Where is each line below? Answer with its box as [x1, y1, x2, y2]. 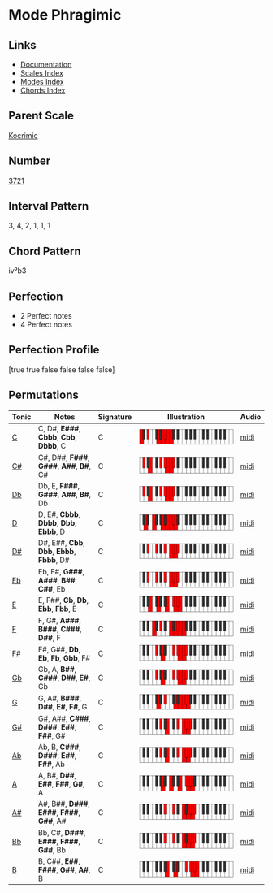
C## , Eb [37, 583, 66, 594]
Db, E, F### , [37, 481, 80, 491]
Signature [97, 412, 132, 422]
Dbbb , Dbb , [37, 518, 77, 528]
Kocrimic [8, 130, 38, 140]
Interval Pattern [8, 199, 89, 213]
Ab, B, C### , [37, 742, 81, 752]
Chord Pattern [8, 244, 81, 258]
